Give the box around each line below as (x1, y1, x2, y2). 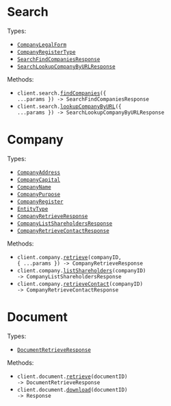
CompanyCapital (16, 176, 61, 183)
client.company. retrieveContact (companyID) (16, 280, 144, 287)
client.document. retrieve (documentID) (16, 373, 128, 380)
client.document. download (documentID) (16, 386, 128, 393)
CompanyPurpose (16, 191, 61, 198)
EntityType (16, 205, 49, 213)
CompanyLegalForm (16, 41, 67, 48)
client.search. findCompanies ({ (16, 90, 107, 97)
